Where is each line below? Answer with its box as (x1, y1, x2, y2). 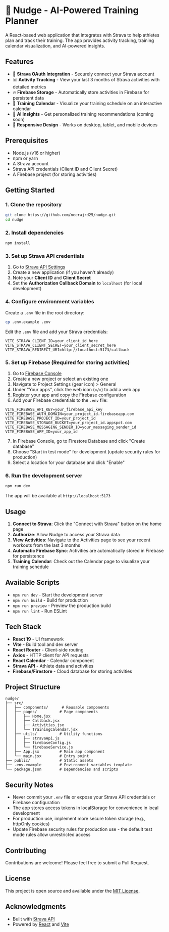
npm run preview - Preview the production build (12, 602, 111, 609)
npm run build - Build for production (12, 597, 88, 603)
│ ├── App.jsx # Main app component (5, 749, 105, 755)
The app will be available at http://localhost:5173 (5, 493, 111, 499)
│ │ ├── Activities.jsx (5, 723, 65, 728)
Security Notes (5, 780, 54, 789)
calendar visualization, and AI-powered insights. (5, 42, 105, 49)
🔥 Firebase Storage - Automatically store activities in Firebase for (12, 89, 150, 95)
